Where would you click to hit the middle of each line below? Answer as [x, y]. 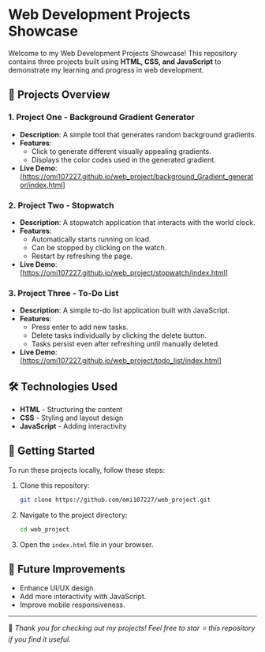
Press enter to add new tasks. [80, 327]
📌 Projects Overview [59, 95]
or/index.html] [42, 185]
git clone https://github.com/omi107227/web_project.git [115, 500]
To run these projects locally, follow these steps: [87, 470]
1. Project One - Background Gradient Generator [101, 118]
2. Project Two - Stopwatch [61, 205]
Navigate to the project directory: [73, 515]
